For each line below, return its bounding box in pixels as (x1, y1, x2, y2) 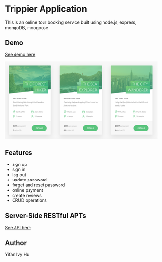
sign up (12, 162, 28, 167)
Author (5, 239, 27, 247)
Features (5, 149, 32, 157)
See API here (5, 225, 31, 230)
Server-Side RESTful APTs (5, 212, 86, 220)
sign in (12, 166, 26, 173)
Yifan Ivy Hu (5, 251, 29, 258)
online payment (12, 187, 44, 193)
